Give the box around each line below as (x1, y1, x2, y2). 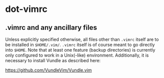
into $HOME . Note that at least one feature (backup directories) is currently (5, 47, 155, 53)
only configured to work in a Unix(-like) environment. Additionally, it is (5, 52, 149, 58)
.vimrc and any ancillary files (5, 23, 97, 32)
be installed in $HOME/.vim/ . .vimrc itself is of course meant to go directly (5, 42, 155, 48)
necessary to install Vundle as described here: (5, 58, 101, 63)
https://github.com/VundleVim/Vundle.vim (5, 67, 92, 73)
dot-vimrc (5, 3, 47, 15)
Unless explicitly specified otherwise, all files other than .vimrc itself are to (5, 36, 159, 42)
